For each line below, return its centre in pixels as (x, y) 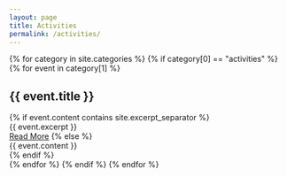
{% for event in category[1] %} (65, 68)
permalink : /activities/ (55, 34)
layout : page (33, 17)
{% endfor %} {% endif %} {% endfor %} (84, 165)
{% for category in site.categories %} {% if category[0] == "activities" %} (144, 59)
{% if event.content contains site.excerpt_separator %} (109, 118)
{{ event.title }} (52, 96)
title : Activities (43, 26)
